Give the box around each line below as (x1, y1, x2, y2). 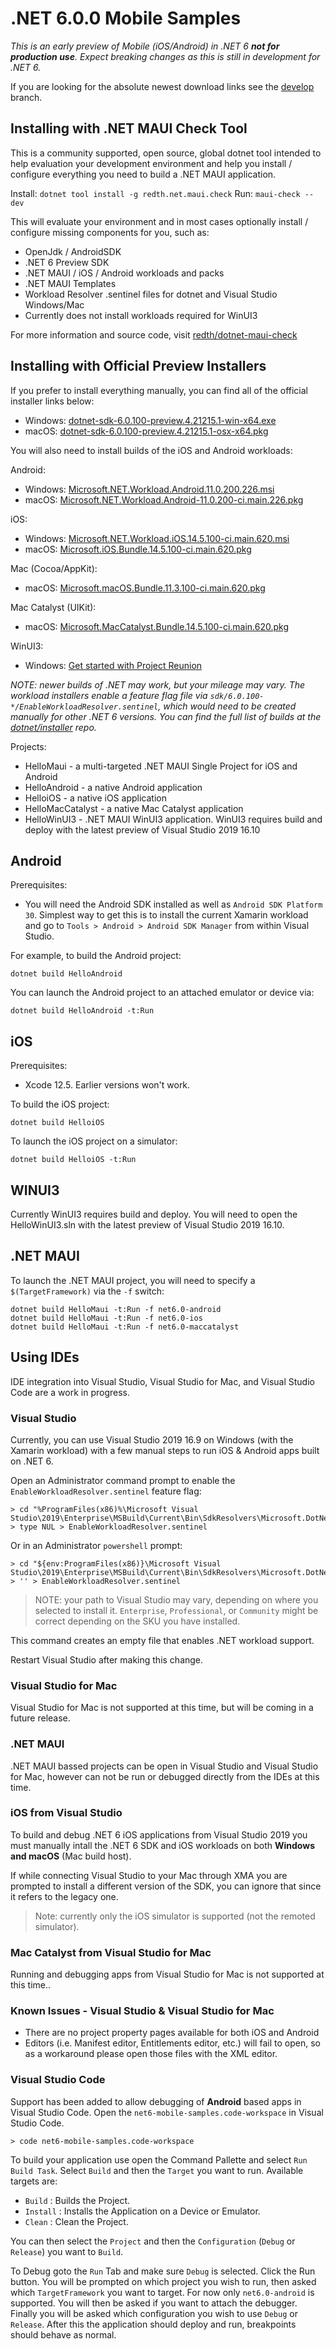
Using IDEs (10, 1349, 80, 1366)
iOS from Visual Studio (10, 1806, 123, 1820)
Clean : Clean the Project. (24, 2215, 129, 2227)
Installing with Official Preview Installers (10, 358, 267, 375)
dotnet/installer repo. (10, 721, 97, 733)
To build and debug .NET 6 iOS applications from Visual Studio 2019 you (10, 1828, 308, 1841)
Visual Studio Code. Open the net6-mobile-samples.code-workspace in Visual (10, 2106, 324, 2118)
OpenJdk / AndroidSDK (24, 245, 122, 257)
